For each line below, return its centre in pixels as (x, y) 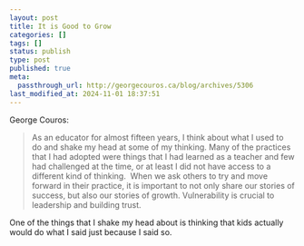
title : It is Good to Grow (60, 26)
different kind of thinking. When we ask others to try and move (150, 176)
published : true (40, 69)
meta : (20, 77)
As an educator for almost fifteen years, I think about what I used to (157, 137)
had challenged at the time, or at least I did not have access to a (151, 166)
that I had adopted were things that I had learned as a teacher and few (163, 156)
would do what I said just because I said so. (91, 231)
